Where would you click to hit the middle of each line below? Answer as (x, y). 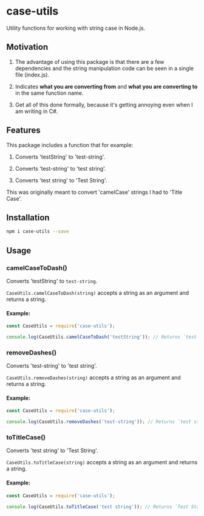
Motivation (27, 47)
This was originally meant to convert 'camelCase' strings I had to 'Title (94, 192)
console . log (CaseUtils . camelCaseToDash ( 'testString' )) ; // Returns (93, 337)
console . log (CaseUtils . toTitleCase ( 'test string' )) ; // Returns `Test (97, 507)
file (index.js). (32, 75)
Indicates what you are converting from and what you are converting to (106, 86)
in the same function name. (49, 93)
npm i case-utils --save (38, 232)
